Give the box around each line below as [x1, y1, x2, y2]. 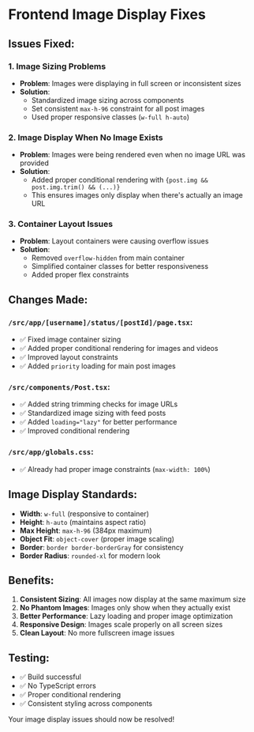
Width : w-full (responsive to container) [19, 508, 150, 519]
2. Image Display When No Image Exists [8, 132, 163, 143]
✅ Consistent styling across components [19, 699, 152, 708]
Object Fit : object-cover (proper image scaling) [19, 534, 175, 543]
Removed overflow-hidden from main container [31, 253, 185, 262]
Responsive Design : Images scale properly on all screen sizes [19, 620, 223, 629]
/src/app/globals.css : [8, 447, 94, 458]
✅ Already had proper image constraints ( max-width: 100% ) [19, 464, 211, 474]
